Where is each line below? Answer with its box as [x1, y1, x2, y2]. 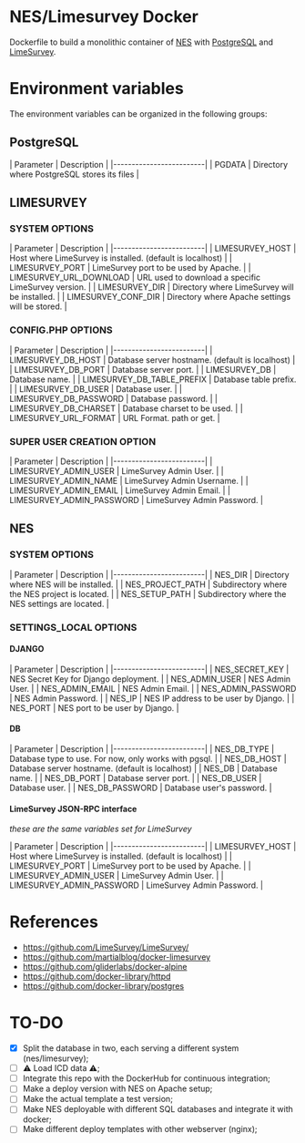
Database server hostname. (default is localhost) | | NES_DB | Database [9, 763, 278, 774]
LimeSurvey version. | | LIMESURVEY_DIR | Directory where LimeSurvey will [9, 282, 294, 293]
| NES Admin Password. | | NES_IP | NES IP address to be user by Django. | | [9, 693, 295, 704]
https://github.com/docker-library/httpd [22, 971, 171, 982]
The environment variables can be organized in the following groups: [9, 108, 268, 119]
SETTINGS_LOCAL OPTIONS [9, 621, 137, 633]
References [9, 911, 98, 932]
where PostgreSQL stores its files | [9, 169, 139, 180]
